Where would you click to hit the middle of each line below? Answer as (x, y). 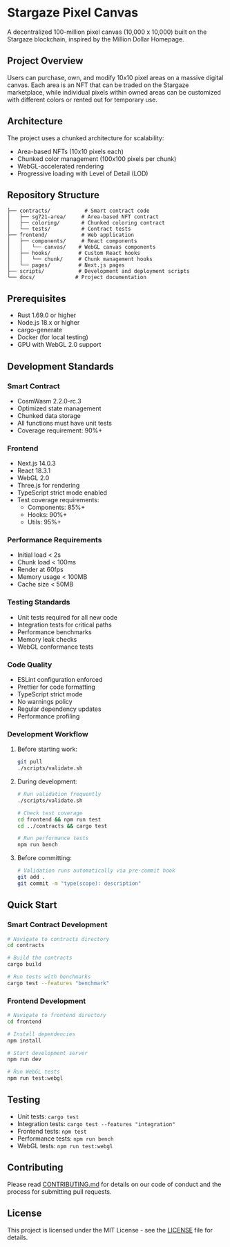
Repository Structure (54, 195)
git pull (30, 762)
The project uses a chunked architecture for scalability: (86, 138)
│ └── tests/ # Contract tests (69, 229)
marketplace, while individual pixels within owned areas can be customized (114, 92)
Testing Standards (39, 602)
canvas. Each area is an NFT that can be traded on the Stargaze (98, 85)
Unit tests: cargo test (48, 1116)
